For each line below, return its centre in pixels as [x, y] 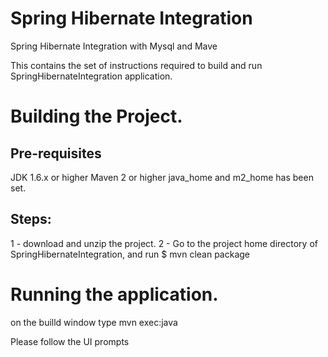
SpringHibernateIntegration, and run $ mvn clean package [130, 254]
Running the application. [114, 294]
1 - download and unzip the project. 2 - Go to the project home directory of [164, 243]
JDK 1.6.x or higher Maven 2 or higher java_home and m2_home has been [162, 177]
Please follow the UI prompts [70, 341]
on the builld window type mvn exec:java [94, 322]
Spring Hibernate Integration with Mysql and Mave [114, 46]
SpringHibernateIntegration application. [91, 76]
